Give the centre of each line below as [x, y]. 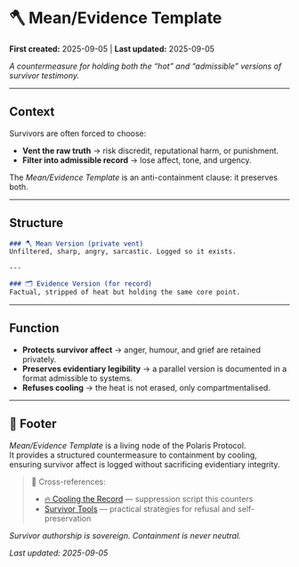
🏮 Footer [33, 424]
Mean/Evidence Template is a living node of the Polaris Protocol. [128, 445]
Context [32, 112]
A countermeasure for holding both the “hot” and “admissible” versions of [145, 66]
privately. [39, 359]
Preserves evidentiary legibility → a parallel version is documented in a [154, 369]
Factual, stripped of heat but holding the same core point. [125, 292]
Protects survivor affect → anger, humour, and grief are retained [141, 350]
